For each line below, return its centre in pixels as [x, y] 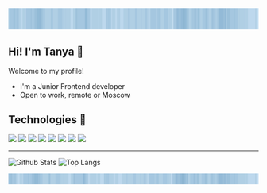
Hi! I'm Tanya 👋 [46, 52]
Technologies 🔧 [47, 120]
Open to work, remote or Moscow [75, 95]
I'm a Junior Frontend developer [72, 86]
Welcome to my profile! [46, 71]
